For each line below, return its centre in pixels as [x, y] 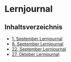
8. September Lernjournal [37, 44]
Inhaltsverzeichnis [34, 27]
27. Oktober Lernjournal [35, 54]
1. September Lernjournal [37, 39]
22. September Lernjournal [39, 49]
